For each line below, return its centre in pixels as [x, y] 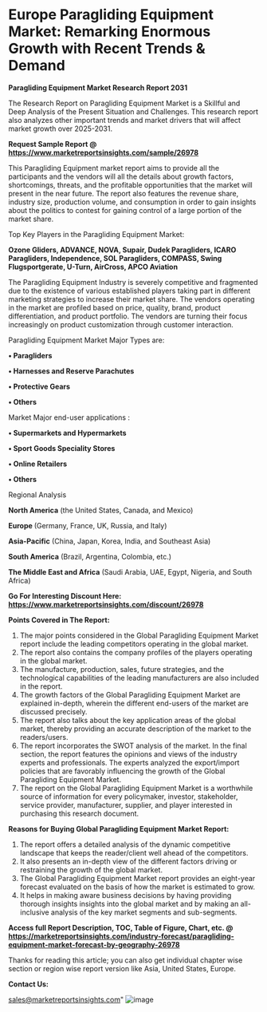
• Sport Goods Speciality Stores [62, 448]
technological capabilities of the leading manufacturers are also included [139, 678]
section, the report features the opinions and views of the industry [128, 754]
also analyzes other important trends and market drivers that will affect [125, 120]
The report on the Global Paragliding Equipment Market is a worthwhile [136, 788]
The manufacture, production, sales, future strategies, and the [122, 669]
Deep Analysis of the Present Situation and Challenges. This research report [133, 111]
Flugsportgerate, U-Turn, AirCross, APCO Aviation [93, 267]
